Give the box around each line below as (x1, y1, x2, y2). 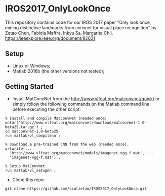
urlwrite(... (5, 146, 32, 151)
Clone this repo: (12, 177, 45, 183)
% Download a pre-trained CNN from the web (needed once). (5, 142, 129, 147)
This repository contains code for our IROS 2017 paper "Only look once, (5, 19, 151, 25)
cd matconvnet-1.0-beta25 (5, 129, 58, 134)
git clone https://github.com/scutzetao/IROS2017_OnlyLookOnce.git (5, 186, 147, 191)
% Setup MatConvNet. (5, 163, 48, 169)
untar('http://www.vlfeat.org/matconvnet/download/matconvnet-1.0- (5, 120, 147, 125)
